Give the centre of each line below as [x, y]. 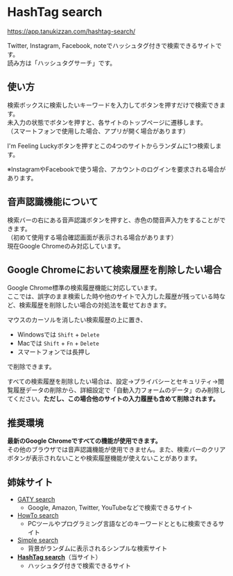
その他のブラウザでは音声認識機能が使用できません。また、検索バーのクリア [116, 450]
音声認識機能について [53, 202]
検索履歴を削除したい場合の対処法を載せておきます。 [95, 305]
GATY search [36, 499]
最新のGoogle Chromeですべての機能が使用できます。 [84, 441]
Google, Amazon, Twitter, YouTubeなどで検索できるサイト [110, 508]
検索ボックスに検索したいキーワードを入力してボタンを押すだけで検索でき [113, 105]
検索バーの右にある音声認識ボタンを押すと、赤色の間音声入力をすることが [113, 220]
